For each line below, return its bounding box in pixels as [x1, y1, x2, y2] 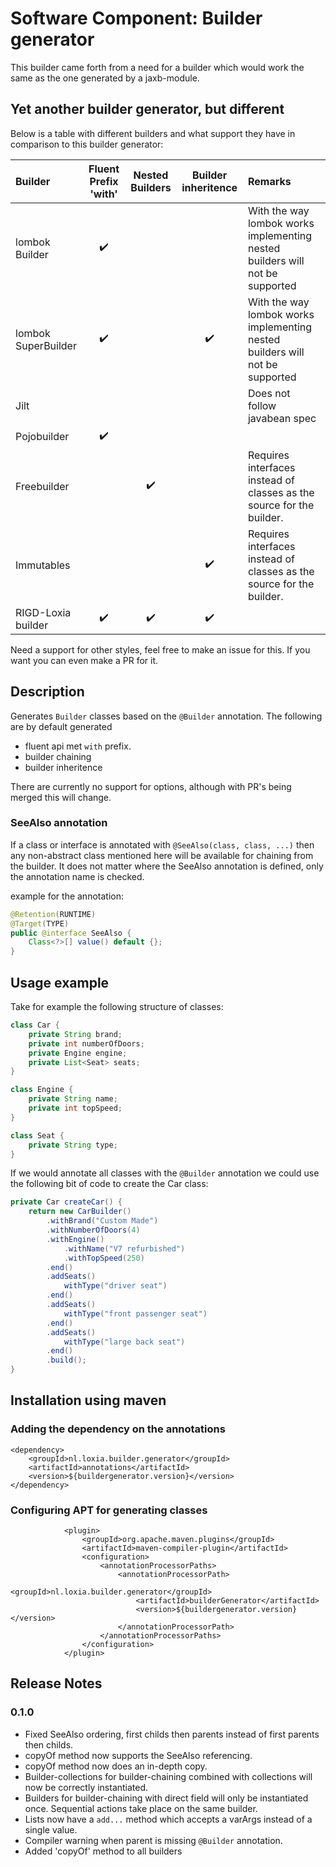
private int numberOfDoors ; [28, 1038, 145, 1049]
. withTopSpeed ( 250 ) [63, 1253, 145, 1263]
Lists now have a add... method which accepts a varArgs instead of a [24, 1813, 313, 1825]
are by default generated [10, 720, 113, 732]
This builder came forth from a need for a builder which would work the [10, 61, 305, 73]
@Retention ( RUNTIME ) [10, 909, 97, 919]
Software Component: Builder [10, 7, 263, 30]
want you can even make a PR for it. [10, 654, 159, 666]
